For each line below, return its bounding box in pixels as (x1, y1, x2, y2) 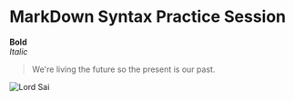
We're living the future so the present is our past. (31, 64, 216, 75)
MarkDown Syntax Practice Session (9, 6, 287, 27)
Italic (9, 45, 28, 56)
